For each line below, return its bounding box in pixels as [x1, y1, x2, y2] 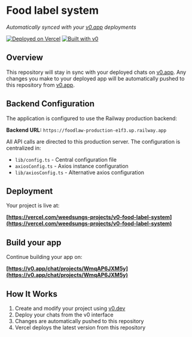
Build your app [6, 237, 62, 247]
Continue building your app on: [6, 254, 83, 261]
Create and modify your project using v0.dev [14, 305, 126, 312]
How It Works [6, 289, 58, 299]
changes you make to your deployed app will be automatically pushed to [6, 74, 185, 82]
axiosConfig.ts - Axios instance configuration [14, 162, 129, 169]
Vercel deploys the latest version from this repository [14, 324, 146, 331]
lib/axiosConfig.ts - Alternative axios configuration [14, 169, 145, 176]
